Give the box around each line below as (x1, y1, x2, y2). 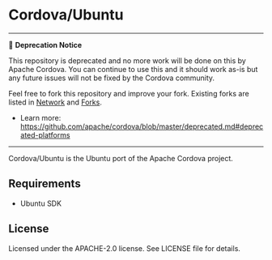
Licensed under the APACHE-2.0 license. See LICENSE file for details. (8, 243, 241, 253)
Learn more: (19, 113, 62, 122)
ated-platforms (19, 130, 70, 139)
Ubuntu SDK (19, 198, 62, 208)
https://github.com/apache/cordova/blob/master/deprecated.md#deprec (19, 121, 264, 131)
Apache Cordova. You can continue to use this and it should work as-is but (8, 64, 258, 74)
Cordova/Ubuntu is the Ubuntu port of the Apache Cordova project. (8, 153, 233, 163)
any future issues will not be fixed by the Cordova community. (8, 73, 215, 83)
